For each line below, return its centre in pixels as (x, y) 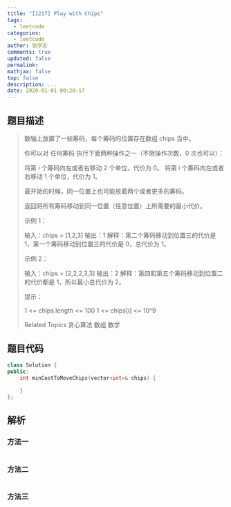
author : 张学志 (27, 46)
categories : (24, 33)
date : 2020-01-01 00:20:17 (46, 91)
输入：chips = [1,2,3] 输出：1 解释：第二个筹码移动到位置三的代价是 (120, 235)
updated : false (29, 59)
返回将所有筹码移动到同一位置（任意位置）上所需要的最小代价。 (115, 205)
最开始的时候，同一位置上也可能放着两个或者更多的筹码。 (106, 191)
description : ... (32, 84)
